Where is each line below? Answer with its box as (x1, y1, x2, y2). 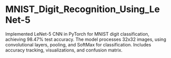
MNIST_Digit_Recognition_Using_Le (5, 4, 160, 15)
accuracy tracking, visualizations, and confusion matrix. (5, 47, 123, 53)
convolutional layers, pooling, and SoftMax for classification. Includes (5, 41, 152, 47)
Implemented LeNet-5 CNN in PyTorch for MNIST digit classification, (5, 31, 150, 37)
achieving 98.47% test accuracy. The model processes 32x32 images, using (5, 36, 166, 42)
